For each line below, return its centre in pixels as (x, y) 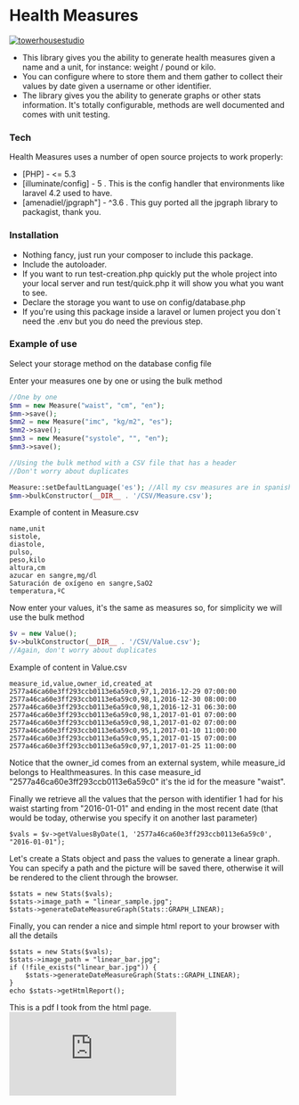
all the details (33, 936)
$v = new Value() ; (43, 634)
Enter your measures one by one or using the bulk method (116, 381)
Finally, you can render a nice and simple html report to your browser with (145, 926)
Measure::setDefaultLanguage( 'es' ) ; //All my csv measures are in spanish (151, 487)
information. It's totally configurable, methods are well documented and (153, 104)
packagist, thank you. (61, 212)
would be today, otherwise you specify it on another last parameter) (133, 818)
